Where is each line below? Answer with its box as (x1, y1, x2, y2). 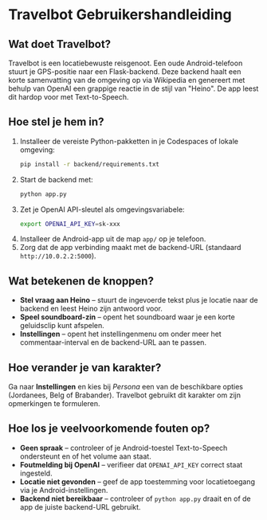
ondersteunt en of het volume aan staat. (19, 452, 151, 461)
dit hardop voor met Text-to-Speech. (8, 92, 129, 101)
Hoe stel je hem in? (8, 115, 104, 129)
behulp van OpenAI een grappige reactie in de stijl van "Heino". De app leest (8, 84, 259, 93)
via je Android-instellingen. (19, 485, 108, 495)
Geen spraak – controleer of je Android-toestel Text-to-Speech (19, 443, 228, 452)
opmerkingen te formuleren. (8, 399, 100, 409)
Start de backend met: (19, 174, 93, 184)
